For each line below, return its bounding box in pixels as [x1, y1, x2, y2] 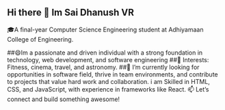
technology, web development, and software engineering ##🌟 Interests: [7, 55, 209, 64]
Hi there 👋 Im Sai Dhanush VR [7, 7, 135, 18]
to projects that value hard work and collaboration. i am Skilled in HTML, [7, 77, 211, 85]
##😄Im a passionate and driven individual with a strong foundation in [7, 49, 203, 57]
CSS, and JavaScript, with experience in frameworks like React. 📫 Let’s [7, 85, 209, 93]
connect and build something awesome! [7, 95, 120, 103]
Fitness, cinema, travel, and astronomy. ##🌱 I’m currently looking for [7, 63, 200, 71]
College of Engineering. [7, 35, 74, 43]
